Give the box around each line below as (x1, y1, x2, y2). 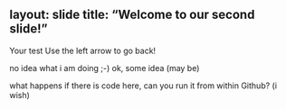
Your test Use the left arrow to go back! (9, 45, 157, 56)
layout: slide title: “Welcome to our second (9, 7, 255, 23)
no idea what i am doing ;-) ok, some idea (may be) (9, 62, 200, 73)
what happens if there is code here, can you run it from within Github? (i (9, 80, 278, 91)
